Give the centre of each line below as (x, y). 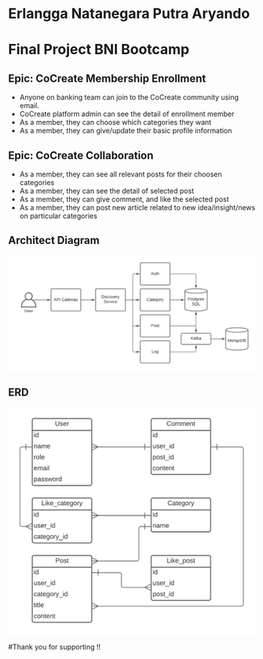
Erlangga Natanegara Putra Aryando (129, 14)
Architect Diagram (54, 240)
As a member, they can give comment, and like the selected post (124, 199)
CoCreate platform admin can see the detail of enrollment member (127, 114)
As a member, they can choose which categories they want (115, 122)
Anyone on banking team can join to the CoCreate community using (129, 97)
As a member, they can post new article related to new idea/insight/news (137, 208)
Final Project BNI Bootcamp (99, 50)
